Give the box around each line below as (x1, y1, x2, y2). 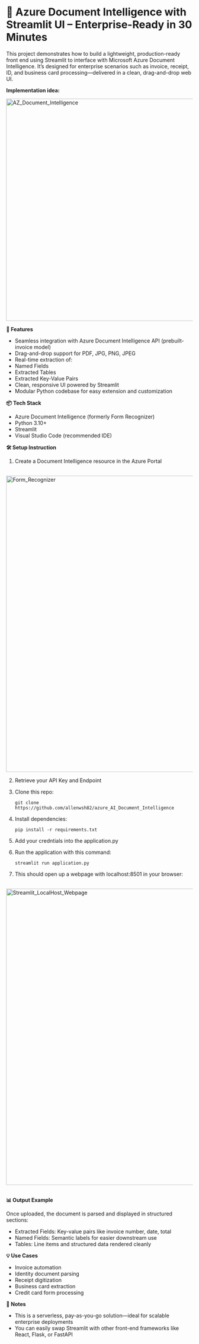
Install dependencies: (14, 815, 68, 823)
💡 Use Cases (6, 1252, 38, 1259)
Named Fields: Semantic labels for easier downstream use (14, 1234, 157, 1241)
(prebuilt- (161, 337, 185, 344)
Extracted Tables (14, 369, 56, 376)
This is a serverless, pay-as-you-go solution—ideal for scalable (14, 1312, 170, 1319)
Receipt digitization (14, 1276, 62, 1284)
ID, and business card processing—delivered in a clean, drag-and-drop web (6, 69, 191, 76)
